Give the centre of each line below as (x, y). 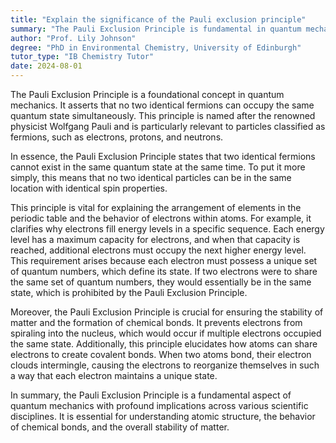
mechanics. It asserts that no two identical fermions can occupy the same (162, 105)
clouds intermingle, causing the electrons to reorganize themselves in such (165, 365)
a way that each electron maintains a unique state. (114, 375)
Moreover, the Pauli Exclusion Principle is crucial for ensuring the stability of (167, 312)
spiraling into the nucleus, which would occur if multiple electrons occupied (166, 333)
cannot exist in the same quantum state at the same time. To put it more (158, 167)
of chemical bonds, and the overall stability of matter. (120, 427)
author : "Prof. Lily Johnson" (73, 38)
